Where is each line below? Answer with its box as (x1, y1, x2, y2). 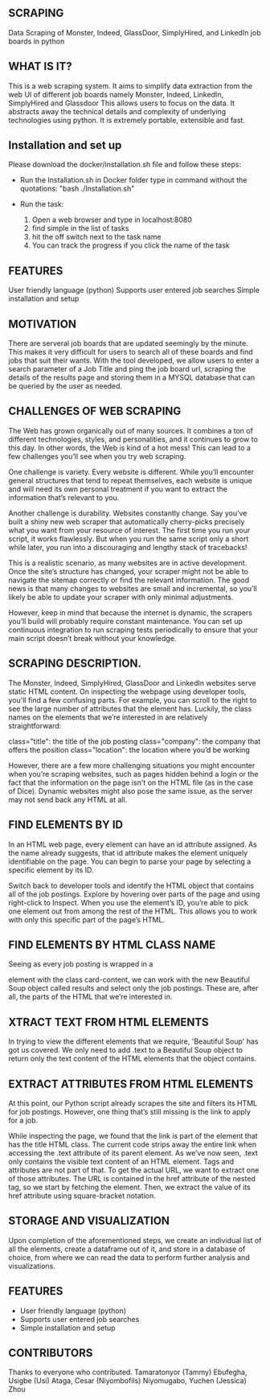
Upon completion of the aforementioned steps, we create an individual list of (8, 1235, 262, 1245)
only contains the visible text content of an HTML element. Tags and (8, 1156, 235, 1166)
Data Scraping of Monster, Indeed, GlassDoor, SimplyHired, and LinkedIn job (8, 27, 261, 37)
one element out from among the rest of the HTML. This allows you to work (8, 906, 257, 916)
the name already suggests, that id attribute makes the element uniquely (8, 848, 248, 857)
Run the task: (19, 199, 64, 209)
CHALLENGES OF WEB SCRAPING (8, 404, 182, 418)
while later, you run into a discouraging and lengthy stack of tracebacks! (8, 542, 247, 552)
